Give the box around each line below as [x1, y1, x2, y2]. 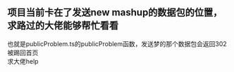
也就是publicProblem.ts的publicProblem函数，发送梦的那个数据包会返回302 [7, 39, 227, 48]
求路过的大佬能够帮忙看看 [7, 20, 118, 31]
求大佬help [7, 57, 39, 65]
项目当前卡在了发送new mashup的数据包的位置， [7, 6, 223, 19]
